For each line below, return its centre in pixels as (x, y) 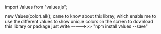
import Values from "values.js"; (36, 7)
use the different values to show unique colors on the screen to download (79, 21)
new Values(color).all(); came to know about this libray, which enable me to (80, 16)
